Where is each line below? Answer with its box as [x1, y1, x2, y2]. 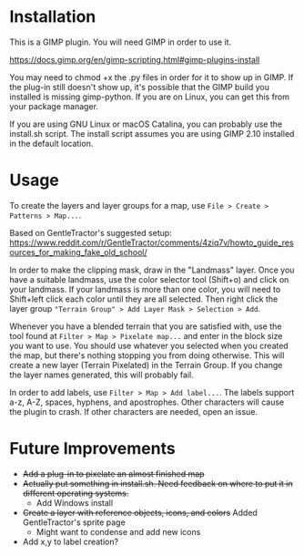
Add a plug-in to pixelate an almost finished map [22, 468, 205, 479]
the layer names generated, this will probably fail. [9, 369, 194, 380]
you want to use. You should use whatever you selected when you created [9, 340, 289, 351]
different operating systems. [22, 488, 129, 499]
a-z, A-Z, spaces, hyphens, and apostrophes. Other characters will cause [9, 396, 285, 407]
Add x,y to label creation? [22, 536, 119, 547]
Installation [9, 6, 96, 27]
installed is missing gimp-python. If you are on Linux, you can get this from [9, 91, 289, 102]
